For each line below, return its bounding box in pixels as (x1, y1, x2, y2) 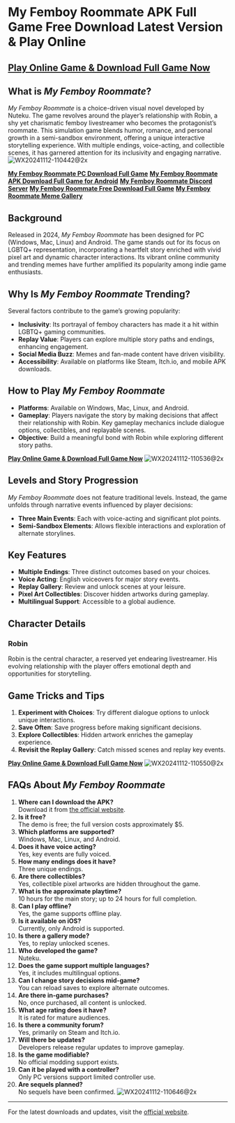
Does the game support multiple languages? (17, 961, 150, 969)
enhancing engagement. (17, 343, 89, 351)
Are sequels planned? (17, 1080, 83, 1088)
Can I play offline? (17, 901, 72, 910)
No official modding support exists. (17, 1057, 119, 1066)
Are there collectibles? (17, 872, 86, 880)
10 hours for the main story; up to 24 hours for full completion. (17, 894, 197, 903)
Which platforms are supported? (17, 827, 115, 836)
